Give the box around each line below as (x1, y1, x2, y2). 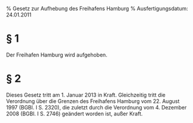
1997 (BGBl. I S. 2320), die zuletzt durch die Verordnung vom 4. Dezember (6, 104, 187, 111)
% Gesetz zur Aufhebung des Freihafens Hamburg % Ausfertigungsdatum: (6, 5, 188, 12)
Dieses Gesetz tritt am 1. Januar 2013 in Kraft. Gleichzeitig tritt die (6, 91, 166, 98)
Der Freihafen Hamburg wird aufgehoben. (6, 51, 107, 58)
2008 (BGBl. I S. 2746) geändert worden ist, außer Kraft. (6, 110, 143, 117)
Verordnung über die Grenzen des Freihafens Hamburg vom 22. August (6, 97, 180, 105)
